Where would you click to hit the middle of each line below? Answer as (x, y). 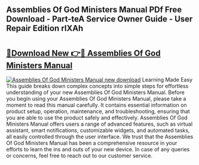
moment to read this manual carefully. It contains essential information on (97, 105)
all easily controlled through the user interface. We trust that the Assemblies (100, 137)
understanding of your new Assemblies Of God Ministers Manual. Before (96, 92)
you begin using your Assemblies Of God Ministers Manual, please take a (96, 99)
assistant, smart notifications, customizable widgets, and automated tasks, (98, 130)
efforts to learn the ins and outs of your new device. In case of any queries (98, 149)
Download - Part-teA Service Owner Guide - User (99, 19)
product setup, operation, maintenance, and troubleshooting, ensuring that (98, 111)
